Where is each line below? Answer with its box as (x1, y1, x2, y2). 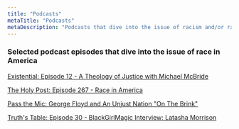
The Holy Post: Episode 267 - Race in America (7, 86, 144, 94)
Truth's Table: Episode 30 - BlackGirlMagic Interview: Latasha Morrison (7, 113, 217, 121)
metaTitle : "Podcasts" (7, 17, 75, 24)
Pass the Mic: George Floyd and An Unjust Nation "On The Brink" (7, 99, 198, 108)
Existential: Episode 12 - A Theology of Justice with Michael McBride (7, 72, 208, 80)
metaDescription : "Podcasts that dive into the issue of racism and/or (7, 23, 224, 30)
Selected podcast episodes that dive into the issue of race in (7, 47, 221, 57)
